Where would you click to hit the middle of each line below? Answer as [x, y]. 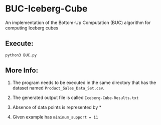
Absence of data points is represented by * [57, 107]
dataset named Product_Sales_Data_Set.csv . [58, 87]
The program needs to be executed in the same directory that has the [84, 82]
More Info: [22, 70]
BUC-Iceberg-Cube [46, 9]
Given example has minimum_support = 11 [55, 117]
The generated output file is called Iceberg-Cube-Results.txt [75, 97]
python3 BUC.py [21, 55]
